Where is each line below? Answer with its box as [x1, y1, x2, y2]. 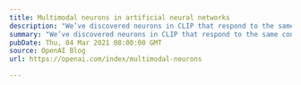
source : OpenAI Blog [9, 47, 87, 55]
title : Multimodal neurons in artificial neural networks [9, 13, 230, 22]
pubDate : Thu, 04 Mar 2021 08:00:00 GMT [9, 38, 163, 47]
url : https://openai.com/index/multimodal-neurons [9, 55, 202, 64]
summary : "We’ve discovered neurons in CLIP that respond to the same [9, 30, 279, 38]
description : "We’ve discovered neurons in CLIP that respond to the [9, 21, 275, 30]
